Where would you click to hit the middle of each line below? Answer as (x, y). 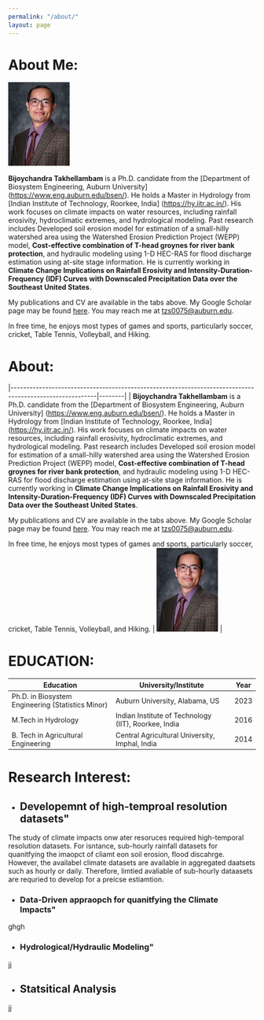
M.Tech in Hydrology (45, 719)
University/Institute (171, 685)
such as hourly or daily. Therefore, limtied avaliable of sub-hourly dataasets (130, 871)
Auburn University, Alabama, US (167, 700)
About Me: (43, 65)
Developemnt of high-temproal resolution (123, 806)
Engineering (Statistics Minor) (60, 705)
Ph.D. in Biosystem (42, 697)
